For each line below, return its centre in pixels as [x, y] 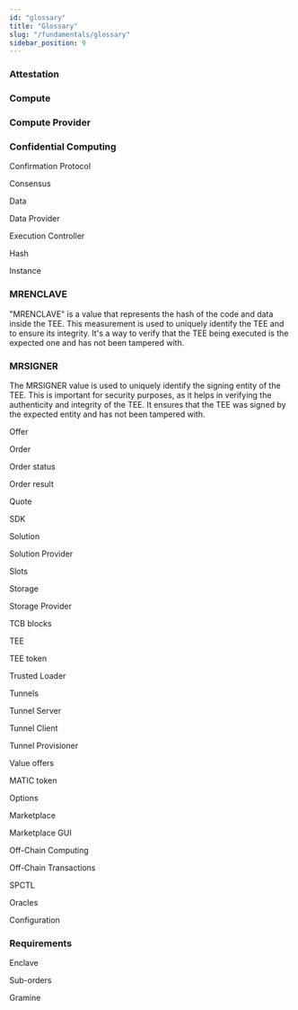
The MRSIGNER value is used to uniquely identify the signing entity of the [145, 385]
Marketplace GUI [40, 833]
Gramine [25, 998]
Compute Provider [50, 122]
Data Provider [35, 219]
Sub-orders [31, 980]
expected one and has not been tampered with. [97, 342]
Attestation [35, 75]
